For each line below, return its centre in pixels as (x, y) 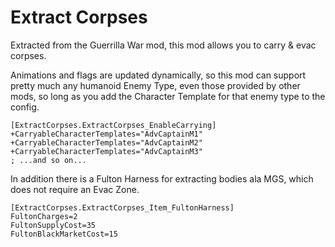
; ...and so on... (48, 160)
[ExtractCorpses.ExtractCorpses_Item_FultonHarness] (122, 207)
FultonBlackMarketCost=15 (64, 234)
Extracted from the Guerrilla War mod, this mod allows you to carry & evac (163, 45)
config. (25, 107)
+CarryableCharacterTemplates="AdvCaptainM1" (106, 134)
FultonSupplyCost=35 (53, 225)
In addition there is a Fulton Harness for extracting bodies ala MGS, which (162, 178)
